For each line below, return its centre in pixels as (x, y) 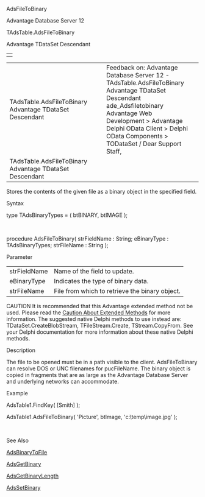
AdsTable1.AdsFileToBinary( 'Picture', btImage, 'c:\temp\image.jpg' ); (92, 417)
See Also (18, 440)
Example (17, 393)
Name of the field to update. (94, 271)
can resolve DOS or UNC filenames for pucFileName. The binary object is (99, 368)
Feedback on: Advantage (142, 68)
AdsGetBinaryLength (33, 476)
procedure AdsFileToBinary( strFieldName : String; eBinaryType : (88, 239)
